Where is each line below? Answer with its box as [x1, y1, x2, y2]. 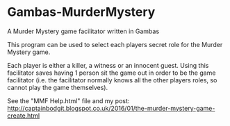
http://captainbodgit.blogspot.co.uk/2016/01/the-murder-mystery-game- [7, 104, 215, 112]
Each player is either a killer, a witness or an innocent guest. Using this [7, 61, 209, 69]
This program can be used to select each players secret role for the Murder [7, 40, 223, 48]
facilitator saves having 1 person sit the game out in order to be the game [7, 69, 216, 77]
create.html [7, 111, 40, 120]
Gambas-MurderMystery [7, 4, 156, 20]
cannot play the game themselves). [7, 83, 108, 91]
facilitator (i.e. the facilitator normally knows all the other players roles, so [7, 75, 217, 84]
